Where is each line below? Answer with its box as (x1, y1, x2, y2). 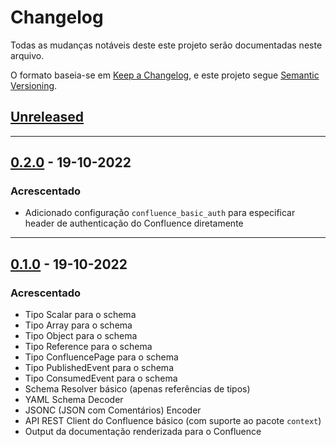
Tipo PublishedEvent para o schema (24, 362, 174, 374)
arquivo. (10, 49, 45, 61)
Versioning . (10, 79, 58, 91)
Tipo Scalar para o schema (24, 309, 137, 321)
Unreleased (10, 109, 85, 126)
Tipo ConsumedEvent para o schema (24, 372, 178, 385)
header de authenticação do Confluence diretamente (24, 217, 244, 230)
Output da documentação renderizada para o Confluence (24, 426, 262, 438)
